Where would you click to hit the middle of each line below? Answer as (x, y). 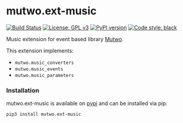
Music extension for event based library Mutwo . (65, 39)
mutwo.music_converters (44, 63)
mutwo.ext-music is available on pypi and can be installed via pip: (87, 103)
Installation (23, 90)
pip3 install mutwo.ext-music (44, 115)
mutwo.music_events (39, 69)
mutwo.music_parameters (44, 75)
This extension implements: (40, 50)
